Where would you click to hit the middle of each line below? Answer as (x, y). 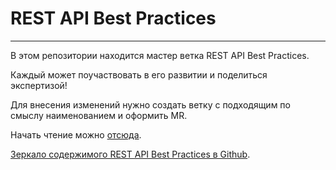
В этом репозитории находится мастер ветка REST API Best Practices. (160, 55)
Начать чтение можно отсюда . (76, 134)
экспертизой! (39, 85)
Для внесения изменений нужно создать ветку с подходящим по (150, 104)
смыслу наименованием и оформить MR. (99, 115)
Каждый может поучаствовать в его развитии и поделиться (139, 74)
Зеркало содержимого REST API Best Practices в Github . (130, 154)
